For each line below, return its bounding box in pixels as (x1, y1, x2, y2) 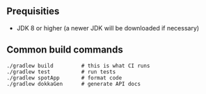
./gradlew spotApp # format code (6, 74, 122, 82)
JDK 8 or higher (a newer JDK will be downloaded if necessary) (16, 23, 200, 32)
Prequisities (6, 6, 60, 17)
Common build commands (6, 44, 123, 56)
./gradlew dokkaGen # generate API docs (6, 80, 141, 87)
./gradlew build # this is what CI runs (6, 62, 150, 69)
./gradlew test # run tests (6, 68, 116, 75)
